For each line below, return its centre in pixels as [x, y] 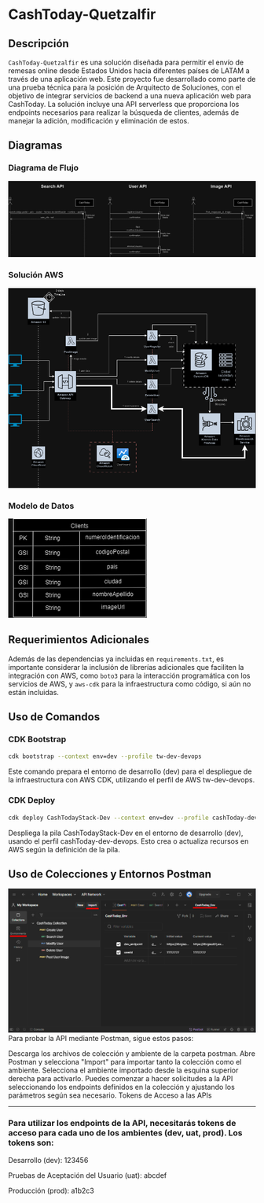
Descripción [38, 44]
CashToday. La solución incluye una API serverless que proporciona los [124, 104]
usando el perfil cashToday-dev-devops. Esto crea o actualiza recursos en [128, 841]
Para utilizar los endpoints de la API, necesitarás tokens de [122, 1124]
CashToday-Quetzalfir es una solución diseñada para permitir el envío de [126, 62]
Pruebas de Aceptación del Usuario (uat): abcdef [88, 1175]
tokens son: [31, 1143]
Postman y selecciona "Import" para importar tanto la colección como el [125, 1062]
